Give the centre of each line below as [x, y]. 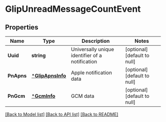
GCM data [83, 96]
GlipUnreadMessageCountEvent [73, 9]
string [39, 55]
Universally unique [93, 49]
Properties [22, 27]
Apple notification [91, 73]
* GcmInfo [43, 96]
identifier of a [86, 55]
